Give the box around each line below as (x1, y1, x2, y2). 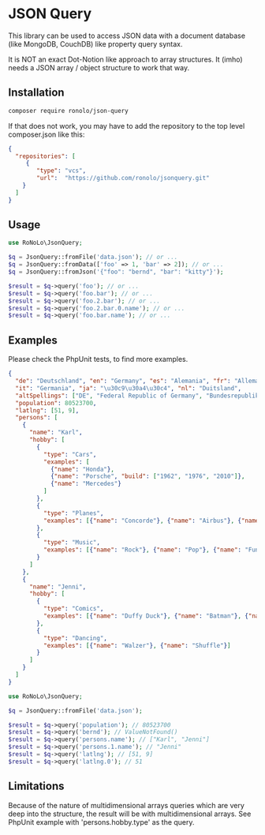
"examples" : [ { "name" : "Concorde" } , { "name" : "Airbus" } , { (43, 517, 242, 525)
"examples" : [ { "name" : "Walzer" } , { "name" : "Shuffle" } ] (43, 641, 231, 649)
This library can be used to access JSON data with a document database (8, 31, 246, 40)
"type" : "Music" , (43, 539, 101, 547)
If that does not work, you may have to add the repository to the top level (8, 121, 245, 130)
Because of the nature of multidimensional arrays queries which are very (8, 800, 244, 810)
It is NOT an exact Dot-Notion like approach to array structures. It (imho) (8, 55, 243, 64)
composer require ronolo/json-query (8, 107, 129, 115)
